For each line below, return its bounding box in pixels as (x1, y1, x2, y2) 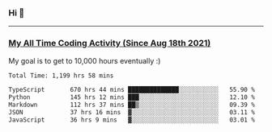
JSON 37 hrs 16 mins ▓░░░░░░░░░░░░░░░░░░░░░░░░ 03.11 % (8, 109, 255, 117)
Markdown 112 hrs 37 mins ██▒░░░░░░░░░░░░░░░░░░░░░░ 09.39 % (8, 101, 255, 109)
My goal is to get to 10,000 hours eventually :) (8, 56, 161, 65)
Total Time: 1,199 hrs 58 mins (8, 72, 114, 80)
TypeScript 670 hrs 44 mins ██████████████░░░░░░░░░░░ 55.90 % (8, 86, 255, 94)
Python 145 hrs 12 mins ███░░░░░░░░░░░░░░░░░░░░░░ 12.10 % (8, 93, 255, 101)
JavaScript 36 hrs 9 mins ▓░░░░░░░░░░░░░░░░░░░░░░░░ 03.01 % (8, 116, 255, 124)
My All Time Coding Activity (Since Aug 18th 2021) (8, 38, 211, 49)
